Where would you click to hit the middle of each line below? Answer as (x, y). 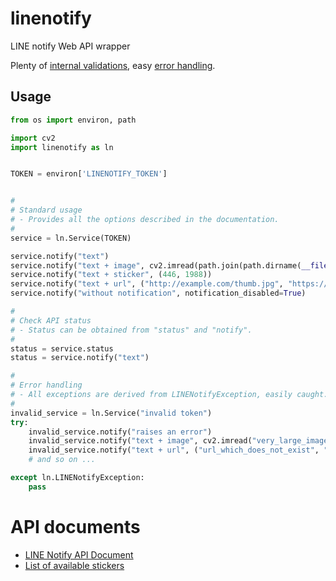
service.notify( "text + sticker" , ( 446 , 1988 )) (111, 275)
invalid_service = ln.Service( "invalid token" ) (111, 413)
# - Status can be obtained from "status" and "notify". (131, 330)
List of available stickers (74, 565)
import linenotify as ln (62, 147)
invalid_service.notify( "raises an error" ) (120, 432)
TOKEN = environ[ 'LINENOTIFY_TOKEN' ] (89, 174)
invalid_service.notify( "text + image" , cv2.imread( (140, 441)
